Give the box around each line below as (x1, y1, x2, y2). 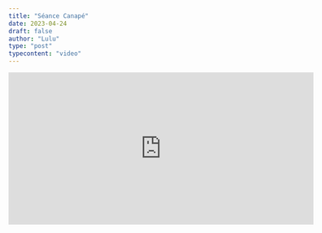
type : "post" (8, 42, 53, 50)
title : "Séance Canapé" (8, 11, 89, 20)
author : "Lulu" (8, 34, 60, 43)
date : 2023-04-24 (8, 19, 67, 28)
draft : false (8, 27, 53, 35)
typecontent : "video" (8, 50, 82, 58)
